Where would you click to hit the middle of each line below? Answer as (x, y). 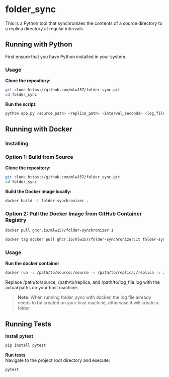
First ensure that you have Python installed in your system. (66, 56)
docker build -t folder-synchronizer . (47, 201)
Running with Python (39, 45)
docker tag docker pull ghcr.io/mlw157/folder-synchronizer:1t (73, 240)
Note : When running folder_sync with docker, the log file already (84, 297)
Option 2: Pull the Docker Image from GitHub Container (74, 214)
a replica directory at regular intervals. (45, 28)
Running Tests (28, 324)
